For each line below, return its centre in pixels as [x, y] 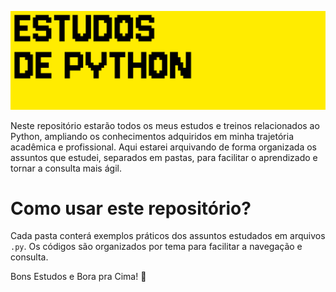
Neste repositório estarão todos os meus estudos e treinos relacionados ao [165, 125]
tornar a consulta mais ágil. [66, 168]
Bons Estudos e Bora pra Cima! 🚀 [78, 277]
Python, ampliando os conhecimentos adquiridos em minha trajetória [152, 136]
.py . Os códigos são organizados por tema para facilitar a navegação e [156, 247]
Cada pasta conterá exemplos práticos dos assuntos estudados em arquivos [168, 236]
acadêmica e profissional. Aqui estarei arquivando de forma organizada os [163, 147]
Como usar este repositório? [131, 208]
